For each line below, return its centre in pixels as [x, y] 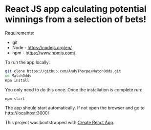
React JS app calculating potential [76, 9]
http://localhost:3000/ [27, 113]
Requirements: [20, 33]
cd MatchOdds [18, 76]
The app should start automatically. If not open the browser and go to [75, 108]
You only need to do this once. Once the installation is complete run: [74, 89]
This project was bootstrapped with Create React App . [60, 123]
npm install [17, 80]
